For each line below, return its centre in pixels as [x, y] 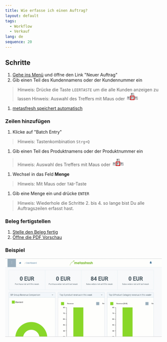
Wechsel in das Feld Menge [41, 174]
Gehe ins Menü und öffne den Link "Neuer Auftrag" [65, 75]
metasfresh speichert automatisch [47, 108]
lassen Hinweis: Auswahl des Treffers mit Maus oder [71, 98]
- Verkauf [20, 32]
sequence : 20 [19, 42]
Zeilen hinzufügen [28, 121]
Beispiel [15, 250]
